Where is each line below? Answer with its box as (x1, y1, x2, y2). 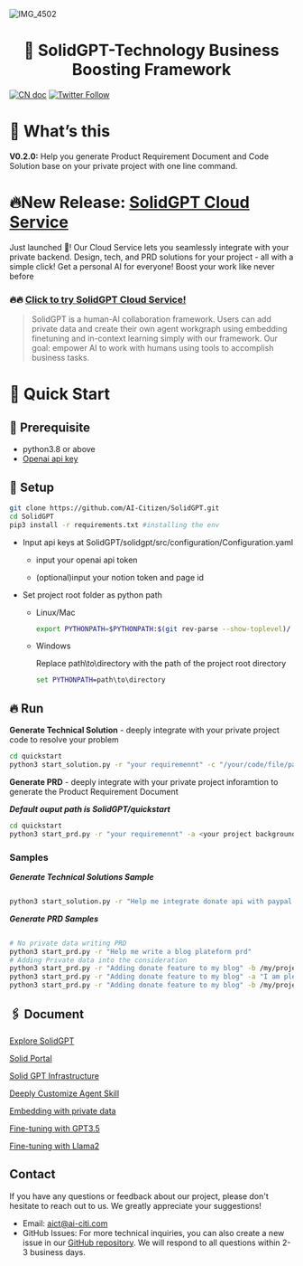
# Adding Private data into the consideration (9, 955, 188, 965)
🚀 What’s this (9, 121, 111, 142)
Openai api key (22, 453, 78, 465)
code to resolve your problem (9, 734, 119, 745)
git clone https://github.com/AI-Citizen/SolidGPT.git (9, 503, 220, 513)
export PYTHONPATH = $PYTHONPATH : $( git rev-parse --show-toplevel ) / (35, 624, 291, 633)
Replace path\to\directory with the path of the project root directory (35, 658, 287, 669)
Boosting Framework (71, 60, 232, 80)
